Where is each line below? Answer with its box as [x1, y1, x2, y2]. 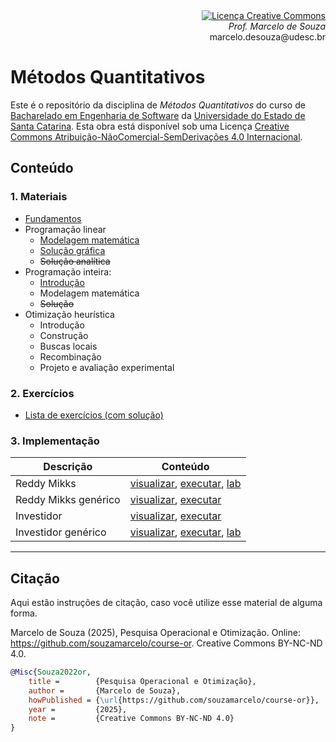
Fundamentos [24, 212, 82, 224]
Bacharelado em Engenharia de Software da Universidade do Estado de [10, 109, 306, 121]
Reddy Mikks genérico [15, 493, 121, 507]
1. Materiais [10, 190, 68, 204]
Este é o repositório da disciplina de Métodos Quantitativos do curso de [10, 99, 306, 111]
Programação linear [24, 223, 107, 235]
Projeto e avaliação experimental [39, 361, 175, 373]
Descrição [43, 460, 93, 474]
